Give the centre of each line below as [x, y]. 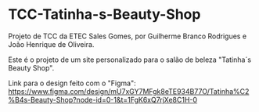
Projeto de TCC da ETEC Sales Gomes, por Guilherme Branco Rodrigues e [128, 36]
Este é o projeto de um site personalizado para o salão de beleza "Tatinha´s [130, 60]
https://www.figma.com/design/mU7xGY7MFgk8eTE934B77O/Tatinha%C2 [129, 91]
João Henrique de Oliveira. [51, 44]
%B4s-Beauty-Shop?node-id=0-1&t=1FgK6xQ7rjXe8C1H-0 [103, 99]
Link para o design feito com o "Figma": [72, 83]
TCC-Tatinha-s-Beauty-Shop [104, 14]
